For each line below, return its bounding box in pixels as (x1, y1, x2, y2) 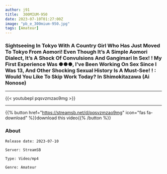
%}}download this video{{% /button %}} (28, 115, 111, 121)
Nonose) (5, 80, 26, 87)
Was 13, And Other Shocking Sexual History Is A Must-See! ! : (5, 67, 157, 74)
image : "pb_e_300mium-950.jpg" (5, 21, 70, 26)
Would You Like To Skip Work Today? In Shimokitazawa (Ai (5, 73, 150, 80)
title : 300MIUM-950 (5, 12, 48, 17)
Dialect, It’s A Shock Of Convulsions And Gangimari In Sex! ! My (5, 55, 162, 62)
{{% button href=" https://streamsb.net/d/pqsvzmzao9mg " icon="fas (5, 110, 146, 116)
